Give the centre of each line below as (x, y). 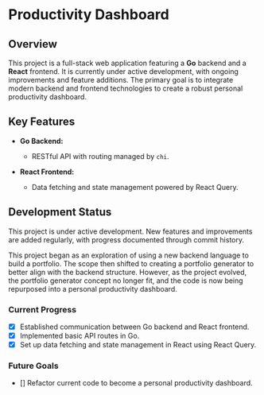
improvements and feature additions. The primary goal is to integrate (121, 80)
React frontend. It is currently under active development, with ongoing (123, 72)
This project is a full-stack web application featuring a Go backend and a (127, 63)
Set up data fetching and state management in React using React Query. (138, 345)
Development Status (60, 212)
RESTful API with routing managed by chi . (100, 156)
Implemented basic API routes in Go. (80, 335)
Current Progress (43, 309)
